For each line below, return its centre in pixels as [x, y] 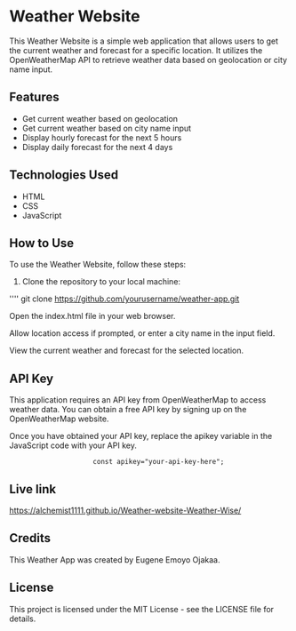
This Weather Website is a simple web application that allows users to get [144, 41]
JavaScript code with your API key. [73, 445]
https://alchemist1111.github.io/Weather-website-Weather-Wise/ [125, 510]
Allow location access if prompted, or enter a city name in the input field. [142, 333]
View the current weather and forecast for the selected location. [127, 351]
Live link [32, 489]
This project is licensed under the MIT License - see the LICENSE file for [141, 609]
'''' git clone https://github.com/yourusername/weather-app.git [124, 299]
